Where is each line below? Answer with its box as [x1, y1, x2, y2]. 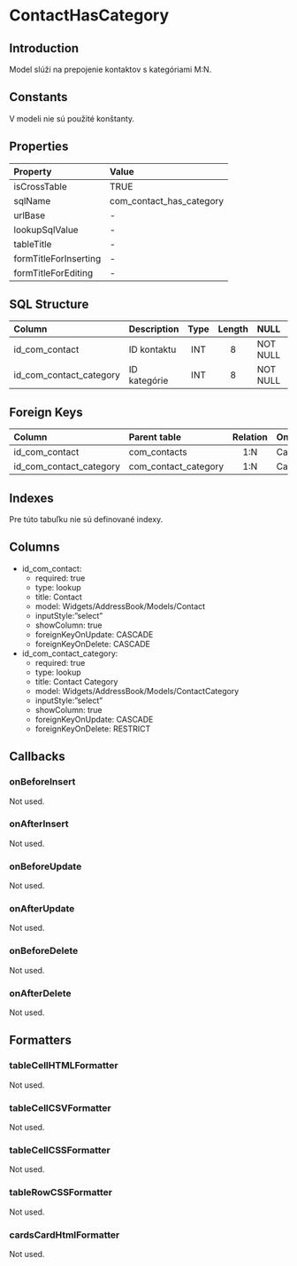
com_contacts [128, 446, 187, 458]
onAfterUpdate [9, 903, 75, 915]
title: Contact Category [34, 676, 118, 687]
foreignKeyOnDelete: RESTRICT [34, 723, 151, 734]
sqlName [13, 194, 51, 207]
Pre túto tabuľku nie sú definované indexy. [9, 514, 164, 525]
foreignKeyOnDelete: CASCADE [34, 638, 150, 649]
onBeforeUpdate [9, 860, 82, 872]
